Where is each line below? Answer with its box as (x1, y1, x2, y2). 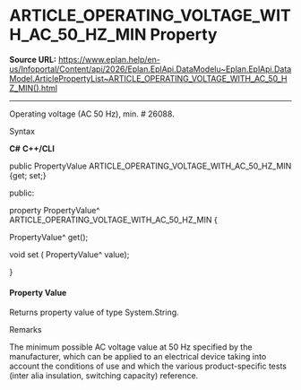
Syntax (9, 126, 36, 136)
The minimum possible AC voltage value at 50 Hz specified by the (9, 342, 253, 352)
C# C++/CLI (9, 143, 56, 153)
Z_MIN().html (9, 82, 58, 93)
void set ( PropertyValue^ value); (9, 248, 130, 260)
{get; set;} (9, 169, 47, 180)
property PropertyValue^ (9, 204, 100, 215)
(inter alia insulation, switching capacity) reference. (9, 370, 199, 381)
